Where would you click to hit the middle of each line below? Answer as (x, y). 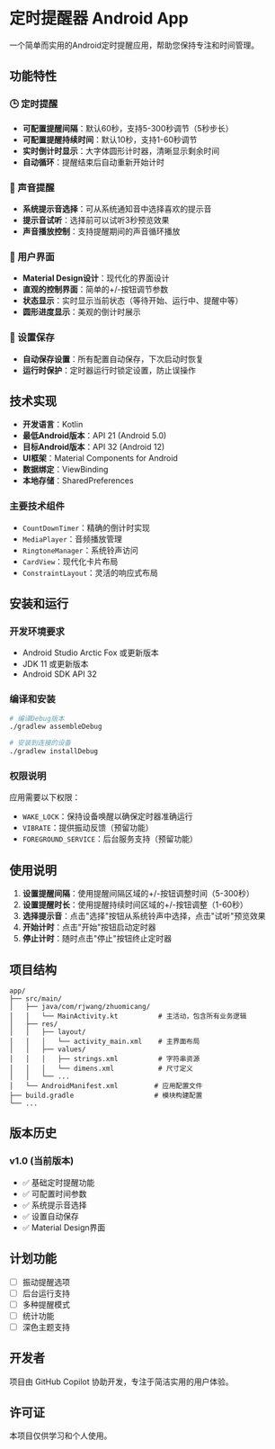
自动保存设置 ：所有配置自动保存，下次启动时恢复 (113, 359)
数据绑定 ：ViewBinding (65, 470)
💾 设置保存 (32, 337)
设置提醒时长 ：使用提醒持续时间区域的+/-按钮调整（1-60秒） (135, 904)
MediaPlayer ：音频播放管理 (72, 539)
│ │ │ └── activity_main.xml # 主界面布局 (105, 1042)
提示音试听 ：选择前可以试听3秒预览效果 (96, 220)
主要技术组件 (37, 507)
